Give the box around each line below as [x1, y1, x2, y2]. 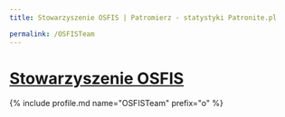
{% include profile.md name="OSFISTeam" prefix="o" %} [9, 98, 223, 109]
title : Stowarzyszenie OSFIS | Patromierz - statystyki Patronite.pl [9, 13, 278, 22]
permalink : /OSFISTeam [9, 29, 95, 39]
